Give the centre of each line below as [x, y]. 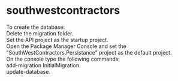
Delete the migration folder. [40, 33]
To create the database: [36, 27]
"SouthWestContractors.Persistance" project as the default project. [89, 52]
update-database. [28, 71]
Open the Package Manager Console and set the [67, 46]
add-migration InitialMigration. [43, 65]
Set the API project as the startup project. [58, 40]
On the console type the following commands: [63, 59]
